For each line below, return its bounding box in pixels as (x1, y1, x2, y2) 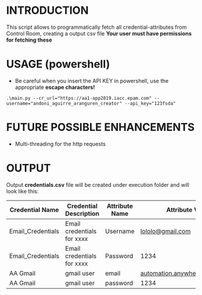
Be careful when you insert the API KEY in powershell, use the (14, 77, 169, 84)
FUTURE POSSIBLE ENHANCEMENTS (6, 121, 195, 134)
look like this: (6, 187, 39, 195)
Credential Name (9, 205, 59, 214)
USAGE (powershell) (6, 58, 110, 71)
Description (65, 209, 100, 217)
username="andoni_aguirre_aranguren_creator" (6, 100, 122, 106)
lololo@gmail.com (140, 227, 191, 235)
